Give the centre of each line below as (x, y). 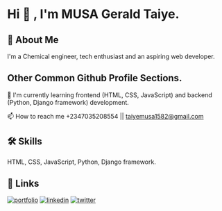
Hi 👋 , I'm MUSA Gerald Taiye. (93, 14)
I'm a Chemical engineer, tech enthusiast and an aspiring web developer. (111, 56)
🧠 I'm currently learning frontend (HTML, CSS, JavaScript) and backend (110, 95)
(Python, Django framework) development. (68, 102)
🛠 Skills (25, 142)
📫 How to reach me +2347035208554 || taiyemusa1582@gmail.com (105, 116)
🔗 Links (23, 184)
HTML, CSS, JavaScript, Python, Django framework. (82, 162)
